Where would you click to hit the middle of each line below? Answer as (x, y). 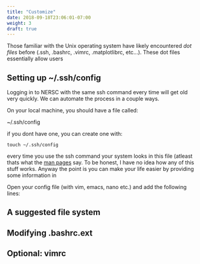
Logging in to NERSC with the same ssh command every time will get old (97, 92)
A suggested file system (54, 212)
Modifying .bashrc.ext (50, 233)
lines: (14, 193)
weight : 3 (19, 23)
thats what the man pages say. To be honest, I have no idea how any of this (101, 163)
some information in (32, 175)
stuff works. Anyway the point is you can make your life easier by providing (100, 169)
